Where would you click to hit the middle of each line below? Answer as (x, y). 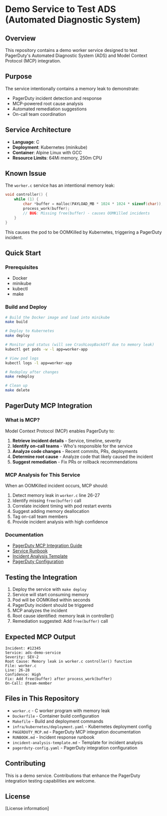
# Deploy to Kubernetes (30, 331)
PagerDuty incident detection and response (57, 98)
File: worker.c (21, 666)
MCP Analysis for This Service (43, 474)
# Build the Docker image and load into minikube (58, 317)
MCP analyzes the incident (40, 611)
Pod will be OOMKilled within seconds (51, 600)
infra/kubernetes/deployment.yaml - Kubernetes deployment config (82, 726)
